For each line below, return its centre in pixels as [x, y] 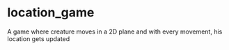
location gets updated [39, 38]
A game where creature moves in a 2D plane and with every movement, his [115, 32]
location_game [51, 13]
